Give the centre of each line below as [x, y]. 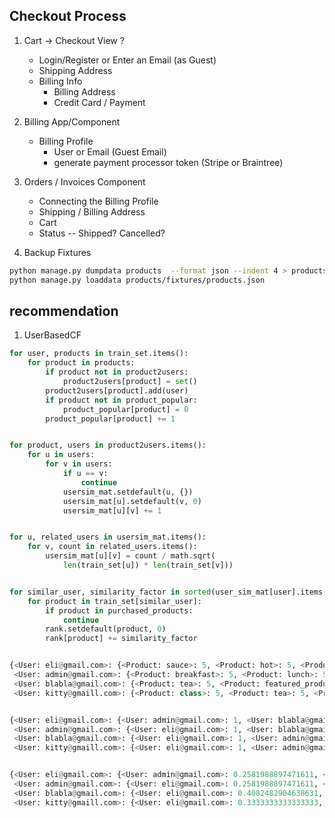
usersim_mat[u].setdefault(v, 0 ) [132, 501]
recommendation [64, 310]
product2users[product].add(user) [117, 390]
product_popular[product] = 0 [125, 409]
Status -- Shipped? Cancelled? [102, 233]
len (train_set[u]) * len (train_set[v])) [148, 565]
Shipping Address [75, 70]
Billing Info [60, 81]
